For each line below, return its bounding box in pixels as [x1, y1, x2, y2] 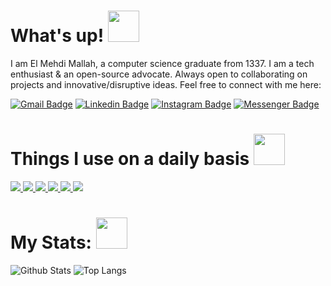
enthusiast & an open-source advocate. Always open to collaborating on [10, 68, 308, 80]
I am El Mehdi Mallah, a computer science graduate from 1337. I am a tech [10, 57, 315, 69]
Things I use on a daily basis [10, 148, 250, 170]
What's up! [10, 25, 105, 47]
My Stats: [10, 231, 92, 254]
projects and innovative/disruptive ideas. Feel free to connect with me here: [10, 78, 322, 90]
